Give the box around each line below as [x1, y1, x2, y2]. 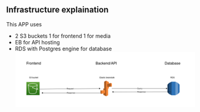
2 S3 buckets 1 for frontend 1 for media [14, 32, 111, 40]
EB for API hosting [14, 38, 60, 46]
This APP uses [6, 20, 42, 28]
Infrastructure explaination [6, 5, 109, 15]
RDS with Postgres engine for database [14, 45, 112, 52]
